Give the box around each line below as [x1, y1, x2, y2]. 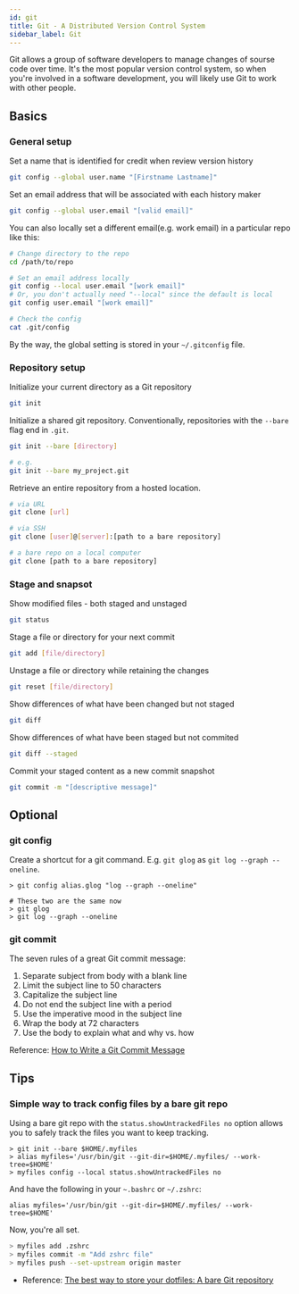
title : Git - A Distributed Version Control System [9, 21, 205, 30]
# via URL [9, 499, 46, 509]
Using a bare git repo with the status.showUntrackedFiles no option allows [9, 1118, 284, 1129]
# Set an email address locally [9, 273, 129, 282]
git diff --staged [9, 749, 78, 758]
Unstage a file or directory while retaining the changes [9, 664, 210, 675]
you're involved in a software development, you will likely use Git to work [9, 73, 277, 84]
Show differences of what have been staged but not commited [9, 731, 239, 742]
